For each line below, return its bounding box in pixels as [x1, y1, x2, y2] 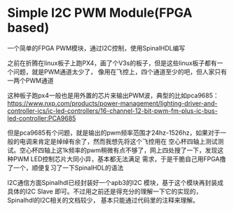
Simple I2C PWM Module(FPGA [7, 5, 193, 21]
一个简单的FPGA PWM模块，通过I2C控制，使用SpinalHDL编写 [7, 43, 186, 52]
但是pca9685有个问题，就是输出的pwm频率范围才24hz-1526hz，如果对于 [7, 128, 221, 137]
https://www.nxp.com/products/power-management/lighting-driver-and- [7, 99, 218, 107]
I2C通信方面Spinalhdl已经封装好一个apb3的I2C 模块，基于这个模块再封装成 [7, 178, 224, 186]
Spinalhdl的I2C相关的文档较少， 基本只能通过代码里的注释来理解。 [7, 196, 200, 204]
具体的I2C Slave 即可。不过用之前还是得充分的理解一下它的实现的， [7, 187, 202, 196]
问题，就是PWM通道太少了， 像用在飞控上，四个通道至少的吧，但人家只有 [13, 67, 228, 76]
